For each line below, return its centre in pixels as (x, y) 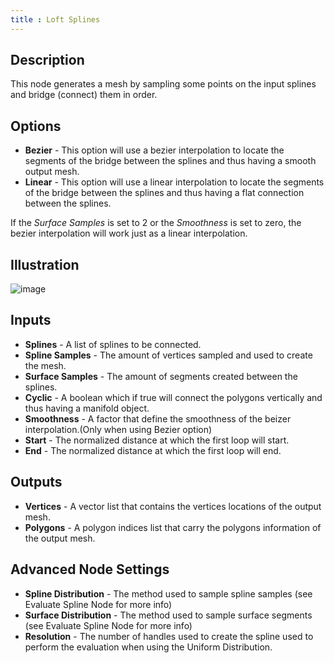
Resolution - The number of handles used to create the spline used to (169, 636)
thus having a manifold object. (87, 408)
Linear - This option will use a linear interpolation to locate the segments (174, 182)
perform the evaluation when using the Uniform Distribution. (148, 647)
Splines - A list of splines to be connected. (113, 344)
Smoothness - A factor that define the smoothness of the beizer (158, 418)
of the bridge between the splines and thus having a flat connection (164, 193)
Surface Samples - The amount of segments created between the (161, 376)
